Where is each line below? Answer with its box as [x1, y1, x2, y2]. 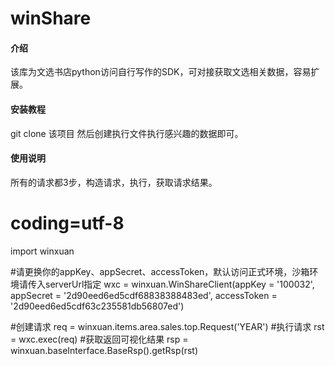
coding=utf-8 [10, 212, 125, 234]
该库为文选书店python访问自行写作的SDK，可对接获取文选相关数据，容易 [10, 66, 312, 78]
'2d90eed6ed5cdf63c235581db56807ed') [10, 300, 185, 312]
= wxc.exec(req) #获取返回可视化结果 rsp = [10, 333, 189, 345]
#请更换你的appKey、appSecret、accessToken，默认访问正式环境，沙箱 [10, 265, 310, 277]
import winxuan [10, 245, 75, 257]
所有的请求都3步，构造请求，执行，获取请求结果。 [10, 176, 218, 188]
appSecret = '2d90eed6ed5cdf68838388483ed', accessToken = [10, 289, 278, 301]
